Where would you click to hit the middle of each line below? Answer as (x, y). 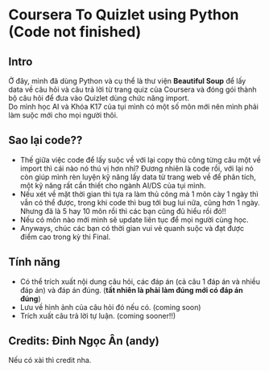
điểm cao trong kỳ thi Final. (65, 237)
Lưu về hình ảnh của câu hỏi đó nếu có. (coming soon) (110, 307)
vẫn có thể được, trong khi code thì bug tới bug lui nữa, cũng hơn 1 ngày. (140, 202)
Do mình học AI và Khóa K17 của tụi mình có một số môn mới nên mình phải (134, 107)
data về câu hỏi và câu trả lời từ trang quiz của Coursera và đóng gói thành (132, 89)
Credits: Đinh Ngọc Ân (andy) (84, 341)
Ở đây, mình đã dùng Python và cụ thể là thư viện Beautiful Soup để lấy (127, 81)
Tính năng (34, 262)
